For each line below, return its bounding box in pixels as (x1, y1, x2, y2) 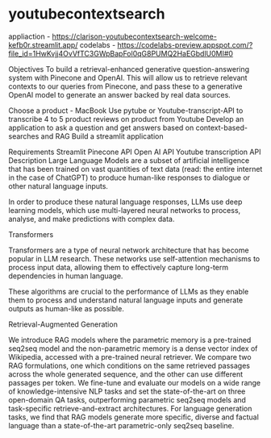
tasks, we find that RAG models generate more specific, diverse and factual (8, 412, 260, 422)
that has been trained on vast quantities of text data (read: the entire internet (8, 164, 263, 173)
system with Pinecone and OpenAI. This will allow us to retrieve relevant (8, 73, 248, 82)
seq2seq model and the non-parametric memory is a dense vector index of (8, 344, 258, 353)
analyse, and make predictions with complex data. (8, 214, 175, 223)
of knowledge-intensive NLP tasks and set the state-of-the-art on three (8, 386, 246, 396)
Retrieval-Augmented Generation (8, 319, 119, 329)
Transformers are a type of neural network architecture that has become (8, 245, 249, 255)
